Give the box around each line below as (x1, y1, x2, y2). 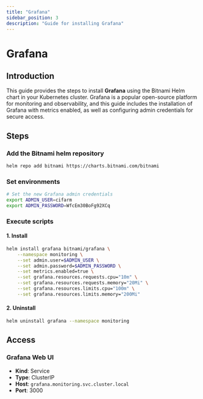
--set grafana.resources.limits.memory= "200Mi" (17, 291, 140, 297)
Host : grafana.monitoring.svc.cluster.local (15, 380, 129, 387)
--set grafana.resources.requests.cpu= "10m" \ (17, 274, 138, 280)
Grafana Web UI (6, 353, 54, 362)
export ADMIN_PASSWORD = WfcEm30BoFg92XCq (6, 202, 111, 208)
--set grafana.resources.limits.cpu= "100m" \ (17, 285, 135, 292)
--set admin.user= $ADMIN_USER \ (17, 257, 99, 263)
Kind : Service (15, 367, 50, 375)
